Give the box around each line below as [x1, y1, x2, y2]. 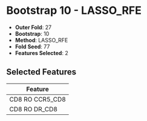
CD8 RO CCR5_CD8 [9, 95, 67, 103]
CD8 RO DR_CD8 [9, 105, 57, 113]
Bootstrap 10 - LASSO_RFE [6, 4, 142, 18]
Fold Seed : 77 [15, 43, 50, 50]
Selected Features [6, 67, 77, 77]
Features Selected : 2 [15, 49, 68, 56]
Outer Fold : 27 [15, 24, 52, 31]
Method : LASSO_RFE [15, 36, 68, 44]
